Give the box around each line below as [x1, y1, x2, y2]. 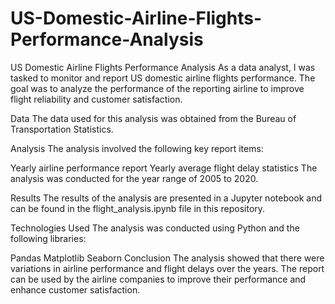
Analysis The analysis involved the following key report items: [10, 142, 264, 154]
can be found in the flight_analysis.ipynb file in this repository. [10, 202, 266, 214]
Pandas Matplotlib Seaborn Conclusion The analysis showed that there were [10, 252, 325, 264]
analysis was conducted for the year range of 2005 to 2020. [10, 172, 259, 184]
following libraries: [10, 232, 87, 244]
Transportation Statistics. [10, 123, 114, 135]
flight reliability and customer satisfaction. [10, 93, 183, 105]
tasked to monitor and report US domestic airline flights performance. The [10, 72, 316, 84]
